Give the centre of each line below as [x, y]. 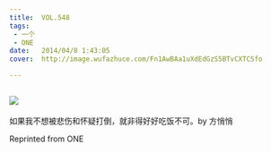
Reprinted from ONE [47, 139]
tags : [19, 26]
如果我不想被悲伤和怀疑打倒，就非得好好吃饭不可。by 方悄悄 [121, 121]
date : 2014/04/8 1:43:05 [60, 51]
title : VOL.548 [39, 17]
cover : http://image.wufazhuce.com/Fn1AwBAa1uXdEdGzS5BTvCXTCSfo [136, 59]
